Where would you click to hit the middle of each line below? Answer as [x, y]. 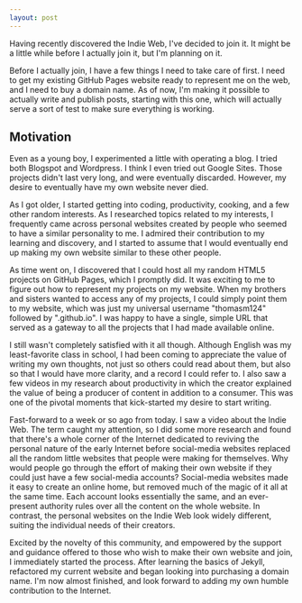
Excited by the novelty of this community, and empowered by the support [146, 543]
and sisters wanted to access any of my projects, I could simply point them [148, 299]
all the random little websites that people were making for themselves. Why [149, 458]
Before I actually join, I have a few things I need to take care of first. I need [147, 70]
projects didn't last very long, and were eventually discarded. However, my [148, 178]
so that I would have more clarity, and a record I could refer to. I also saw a [148, 374]
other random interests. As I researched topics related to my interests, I [142, 215]
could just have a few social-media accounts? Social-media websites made [149, 478]
